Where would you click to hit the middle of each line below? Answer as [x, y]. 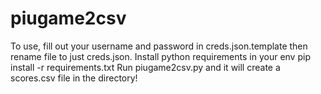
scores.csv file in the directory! [74, 78]
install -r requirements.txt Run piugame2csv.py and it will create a [145, 67]
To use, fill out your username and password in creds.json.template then [159, 46]
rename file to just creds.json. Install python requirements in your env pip [160, 56]
